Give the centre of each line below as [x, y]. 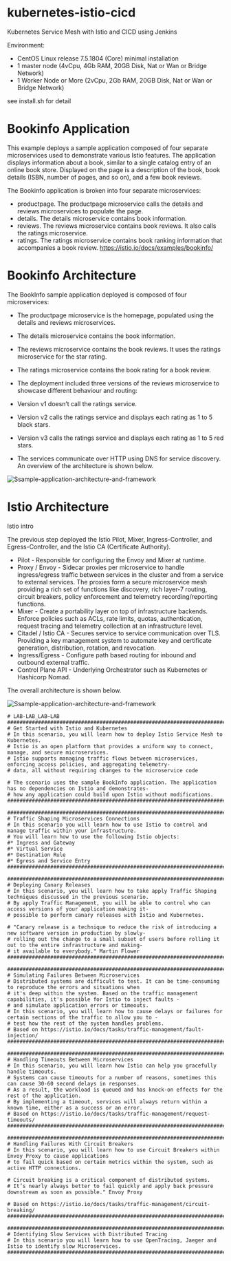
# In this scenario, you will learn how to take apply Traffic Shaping [112, 891]
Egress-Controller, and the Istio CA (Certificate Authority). [89, 547]
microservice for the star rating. [62, 357]
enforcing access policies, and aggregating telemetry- [89, 764]
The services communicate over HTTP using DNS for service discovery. [119, 458]
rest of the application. [44, 1096]
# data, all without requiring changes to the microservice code [102, 770]
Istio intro [21, 526]
